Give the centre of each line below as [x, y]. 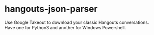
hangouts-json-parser [51, 9]
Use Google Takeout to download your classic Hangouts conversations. [77, 22]
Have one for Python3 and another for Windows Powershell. [65, 27]
